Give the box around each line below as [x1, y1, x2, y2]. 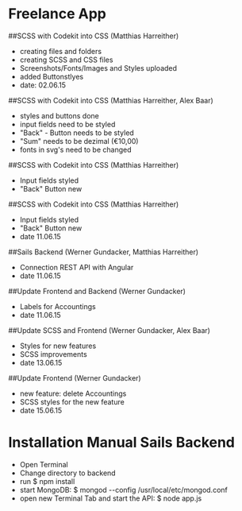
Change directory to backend [19, 468, 117, 478]
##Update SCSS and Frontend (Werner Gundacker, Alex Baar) [8, 325, 210, 335]
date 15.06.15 [19, 405, 62, 415]
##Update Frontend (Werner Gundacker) [8, 373, 141, 382]
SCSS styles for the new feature [19, 397, 125, 406]
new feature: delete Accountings [19, 389, 127, 398]
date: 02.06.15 [19, 80, 66, 90]
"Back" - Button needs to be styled [19, 128, 135, 137]
